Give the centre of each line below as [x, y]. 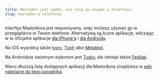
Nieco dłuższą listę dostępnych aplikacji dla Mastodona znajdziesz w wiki [78, 66]
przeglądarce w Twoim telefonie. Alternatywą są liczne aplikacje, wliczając [79, 33]
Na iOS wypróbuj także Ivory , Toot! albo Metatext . [55, 47]
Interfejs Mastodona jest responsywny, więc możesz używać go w [71, 28]
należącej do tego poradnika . [34, 71]
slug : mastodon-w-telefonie [33, 14]
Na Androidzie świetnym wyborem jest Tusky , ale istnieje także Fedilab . [76, 57]
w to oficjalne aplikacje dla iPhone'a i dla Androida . [56, 38]
